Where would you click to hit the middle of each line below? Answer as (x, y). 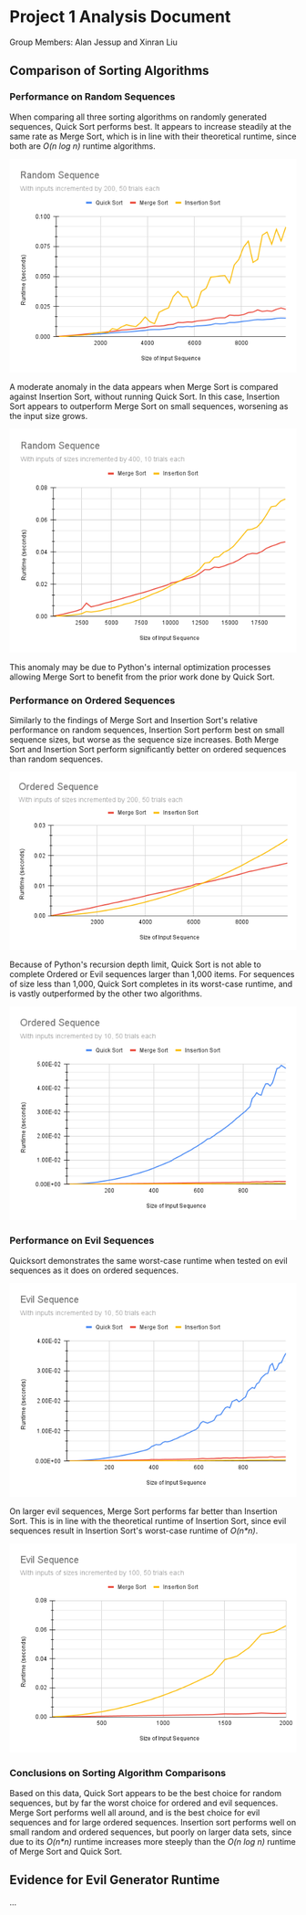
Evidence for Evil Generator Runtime (115, 1880)
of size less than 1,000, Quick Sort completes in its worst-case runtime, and (151, 984)
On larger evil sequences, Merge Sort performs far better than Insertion (143, 1511)
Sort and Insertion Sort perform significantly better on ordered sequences (148, 749)
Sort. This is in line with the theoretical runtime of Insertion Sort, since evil (148, 1521)
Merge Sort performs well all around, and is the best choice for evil (135, 1812)
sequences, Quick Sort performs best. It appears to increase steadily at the (150, 126)
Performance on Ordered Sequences (92, 700)
